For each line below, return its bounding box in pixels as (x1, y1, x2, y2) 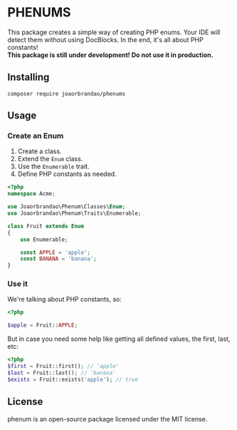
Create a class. (17, 147, 62, 155)
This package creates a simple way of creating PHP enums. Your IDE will (7, 28, 221, 36)
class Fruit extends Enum (7, 222, 84, 230)
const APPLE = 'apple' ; (20, 249, 91, 256)
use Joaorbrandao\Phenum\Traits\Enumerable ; (7, 210, 142, 217)
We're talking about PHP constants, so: (7, 295, 122, 304)
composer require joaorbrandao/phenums (7, 90, 126, 97)
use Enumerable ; (20, 236, 69, 243)
